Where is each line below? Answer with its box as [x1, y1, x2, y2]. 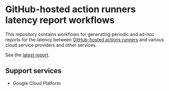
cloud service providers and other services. [5, 42, 97, 48]
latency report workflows [5, 14, 115, 26]
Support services [5, 67, 62, 75]
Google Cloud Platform [12, 80, 61, 86]
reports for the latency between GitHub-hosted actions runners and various [5, 37, 164, 43]
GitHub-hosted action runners [5, 4, 136, 15]
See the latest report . [5, 52, 50, 58]
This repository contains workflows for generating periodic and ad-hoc [5, 31, 155, 37]
